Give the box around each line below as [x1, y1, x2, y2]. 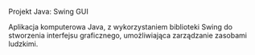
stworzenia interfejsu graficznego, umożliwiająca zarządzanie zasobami [8, 31, 248, 40]
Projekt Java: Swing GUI [8, 7, 88, 16]
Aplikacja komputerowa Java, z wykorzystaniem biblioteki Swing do [8, 22, 233, 31]
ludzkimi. [8, 39, 39, 49]
